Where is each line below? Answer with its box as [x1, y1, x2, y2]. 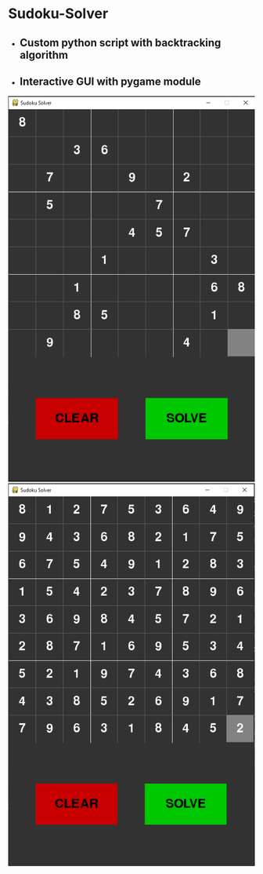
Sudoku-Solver [8, 5, 109, 23]
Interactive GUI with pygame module [19, 75, 201, 88]
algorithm [19, 48, 69, 61]
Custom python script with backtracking [19, 36, 222, 49]
